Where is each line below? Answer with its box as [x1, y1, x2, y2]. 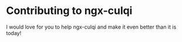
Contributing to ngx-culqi [6, 4, 133, 17]
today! [6, 29, 22, 36]
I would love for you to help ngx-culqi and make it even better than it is [6, 23, 177, 30]
